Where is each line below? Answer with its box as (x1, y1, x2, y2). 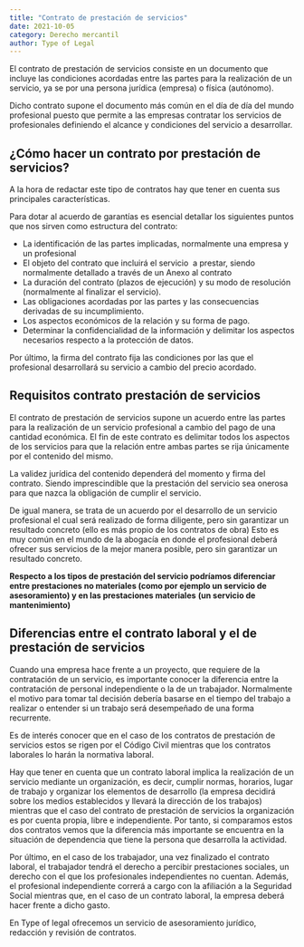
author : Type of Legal (9, 38, 95, 48)
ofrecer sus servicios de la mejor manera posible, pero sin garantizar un (9, 543, 278, 554)
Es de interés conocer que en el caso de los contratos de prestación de (9, 730, 276, 740)
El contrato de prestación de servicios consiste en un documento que (9, 63, 269, 74)
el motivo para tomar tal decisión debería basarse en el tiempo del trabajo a (9, 692, 291, 703)
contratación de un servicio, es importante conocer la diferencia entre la (9, 673, 279, 684)
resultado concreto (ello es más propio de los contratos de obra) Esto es (9, 524, 280, 535)
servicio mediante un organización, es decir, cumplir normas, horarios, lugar (9, 776, 294, 787)
